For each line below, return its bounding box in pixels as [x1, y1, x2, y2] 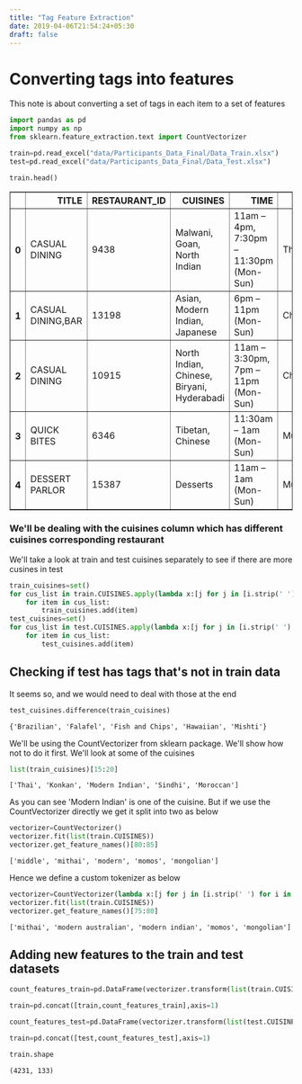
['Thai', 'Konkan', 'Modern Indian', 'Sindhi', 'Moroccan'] [9, 781, 240, 790]
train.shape [9, 1050, 54, 1059]
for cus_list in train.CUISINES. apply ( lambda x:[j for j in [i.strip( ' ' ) [9, 589, 296, 598]
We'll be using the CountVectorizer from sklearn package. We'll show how [9, 738, 284, 748]
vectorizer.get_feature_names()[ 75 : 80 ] [9, 906, 159, 916]
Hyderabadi [174, 391, 225, 404]
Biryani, [174, 380, 208, 392]
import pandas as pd [9, 116, 87, 125]
